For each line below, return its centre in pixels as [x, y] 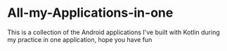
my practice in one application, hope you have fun [80, 39]
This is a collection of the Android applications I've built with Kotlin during [113, 32]
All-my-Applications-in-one [90, 13]
